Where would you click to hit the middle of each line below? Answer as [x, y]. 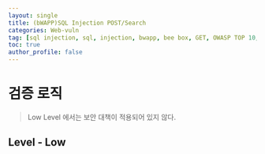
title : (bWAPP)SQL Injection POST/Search [77, 23]
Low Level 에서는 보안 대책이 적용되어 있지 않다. [101, 117]
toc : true [24, 45]
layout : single [33, 15]
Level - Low [37, 143]
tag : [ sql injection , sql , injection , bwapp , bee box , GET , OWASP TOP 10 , [134, 38]
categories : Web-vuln [44, 30]
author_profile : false [45, 52]
